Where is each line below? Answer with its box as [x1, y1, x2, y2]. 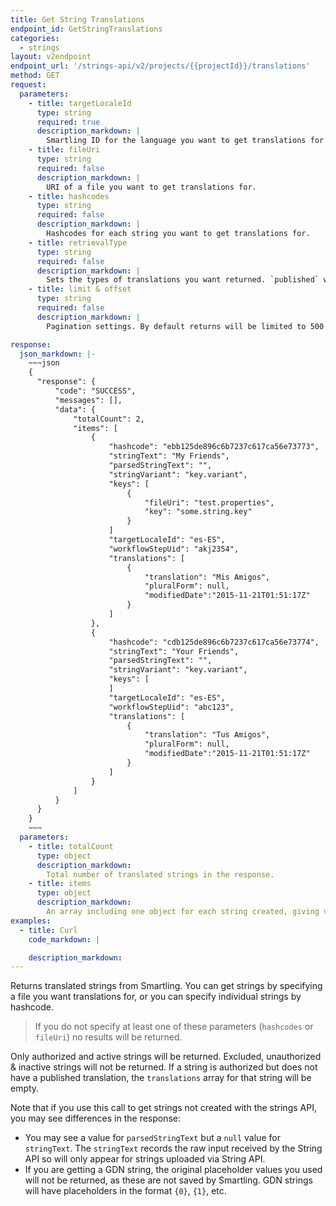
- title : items [28, 879, 92, 889]
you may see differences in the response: [10, 1112, 182, 1125]
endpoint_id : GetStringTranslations [10, 24, 163, 34]
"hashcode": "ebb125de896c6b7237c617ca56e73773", [108, 442, 320, 452]
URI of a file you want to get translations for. [46, 182, 257, 192]
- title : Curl [19, 925, 78, 935]
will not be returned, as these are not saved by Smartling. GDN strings [24, 1174, 313, 1186]
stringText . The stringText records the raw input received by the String [24, 1142, 323, 1155]
